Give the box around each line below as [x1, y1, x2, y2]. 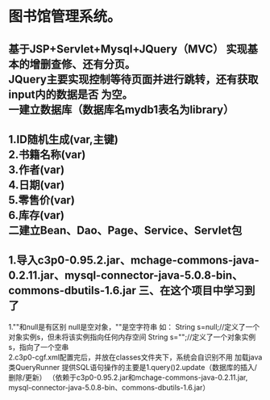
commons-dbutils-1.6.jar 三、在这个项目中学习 [8, 284, 245, 297]
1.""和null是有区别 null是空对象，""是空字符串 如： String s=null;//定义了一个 [8, 322, 260, 331]
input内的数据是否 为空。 [8, 87, 133, 101]
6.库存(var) [8, 208, 64, 222]
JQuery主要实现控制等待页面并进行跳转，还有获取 [8, 72, 259, 86]
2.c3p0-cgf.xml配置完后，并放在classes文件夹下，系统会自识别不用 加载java [8, 352, 263, 362]
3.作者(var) [8, 162, 65, 176]
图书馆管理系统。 [8, 7, 123, 26]
